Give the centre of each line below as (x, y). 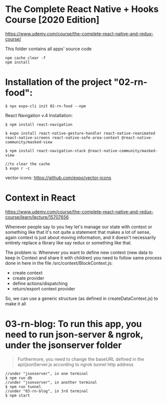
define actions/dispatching (40, 283)
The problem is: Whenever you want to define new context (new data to (79, 252)
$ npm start (17, 395)
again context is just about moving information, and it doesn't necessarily (81, 237)
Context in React (40, 198)
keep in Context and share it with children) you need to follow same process (83, 258)
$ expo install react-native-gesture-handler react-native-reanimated (80, 133)
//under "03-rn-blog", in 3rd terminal (47, 391)
